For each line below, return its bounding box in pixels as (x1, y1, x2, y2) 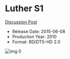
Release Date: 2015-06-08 (12, 28, 66, 34)
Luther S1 (5, 3, 44, 14)
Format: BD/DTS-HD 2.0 (12, 39, 61, 44)
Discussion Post (5, 19, 37, 25)
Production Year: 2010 (12, 34, 57, 39)
